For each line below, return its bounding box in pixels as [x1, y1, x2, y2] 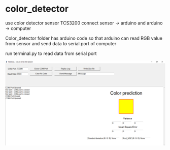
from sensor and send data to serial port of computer [5, 40, 117, 46]
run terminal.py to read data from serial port [5, 50, 97, 56]
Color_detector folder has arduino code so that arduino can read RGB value [5, 35, 162, 41]
